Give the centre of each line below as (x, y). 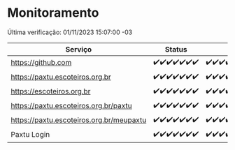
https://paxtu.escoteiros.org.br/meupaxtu (79, 120)
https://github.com (41, 63)
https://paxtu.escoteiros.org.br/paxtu (72, 106)
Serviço (79, 49)
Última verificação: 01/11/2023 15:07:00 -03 (70, 32)
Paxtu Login (30, 135)
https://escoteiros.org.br (51, 91)
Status (176, 49)
